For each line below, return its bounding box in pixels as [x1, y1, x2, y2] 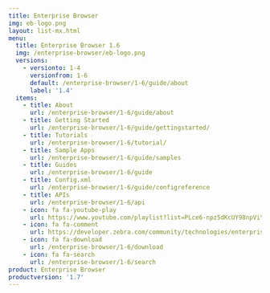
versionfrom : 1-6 [29, 71, 88, 79]
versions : [15, 57, 48, 65]
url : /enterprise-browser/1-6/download [29, 243, 163, 251]
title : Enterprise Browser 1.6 [15, 42, 121, 50]
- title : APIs [22, 190, 70, 199]
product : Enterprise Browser [8, 266, 106, 274]
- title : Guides [22, 161, 78, 169]
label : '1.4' [29, 86, 74, 95]
